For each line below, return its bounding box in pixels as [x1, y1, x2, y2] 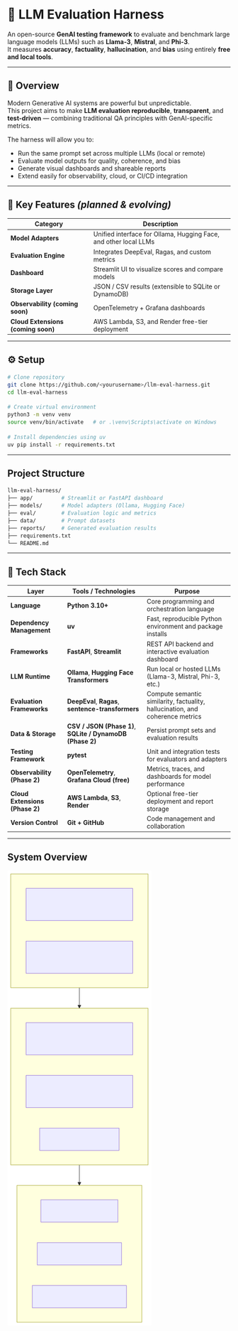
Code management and [146, 814, 215, 823]
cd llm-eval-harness [7, 389, 69, 396]
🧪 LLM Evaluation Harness [7, 6, 164, 23]
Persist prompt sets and [146, 726, 216, 734]
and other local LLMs [93, 237, 155, 246]
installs [146, 630, 168, 638]
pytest [67, 751, 87, 759]
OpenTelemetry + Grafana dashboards [93, 303, 205, 312]
